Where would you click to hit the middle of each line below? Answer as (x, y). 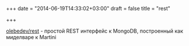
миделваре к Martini (31, 37)
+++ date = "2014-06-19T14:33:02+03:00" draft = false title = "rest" (88, 8)
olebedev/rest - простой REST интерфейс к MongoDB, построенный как (95, 31)
